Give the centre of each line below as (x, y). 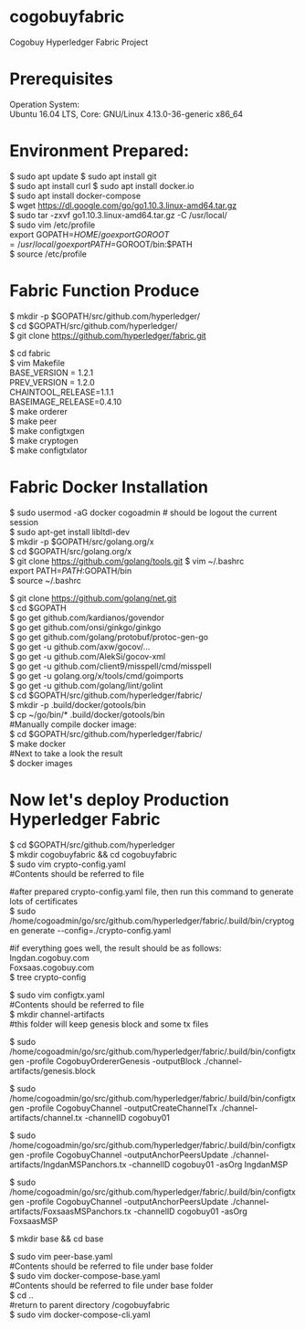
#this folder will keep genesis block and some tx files (109, 1024)
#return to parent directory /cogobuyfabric (90, 1304)
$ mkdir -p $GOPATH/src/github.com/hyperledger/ (105, 316)
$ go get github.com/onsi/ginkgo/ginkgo (85, 627)
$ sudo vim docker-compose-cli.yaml (80, 1314)
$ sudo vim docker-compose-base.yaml (85, 1275)
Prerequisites (62, 79)
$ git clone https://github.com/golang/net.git (93, 598)
